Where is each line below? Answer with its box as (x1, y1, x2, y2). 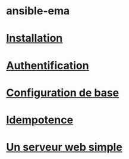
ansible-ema (6, 4, 70, 18)
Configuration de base (6, 86, 119, 99)
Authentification (6, 58, 89, 72)
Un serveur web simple (6, 141, 123, 154)
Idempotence (6, 113, 73, 126)
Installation (6, 32, 63, 45)
